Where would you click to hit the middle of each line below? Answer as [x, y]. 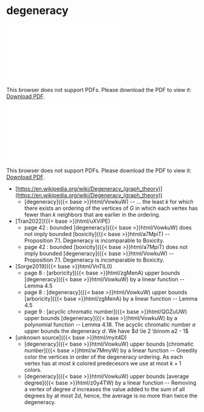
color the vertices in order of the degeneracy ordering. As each [104, 357]
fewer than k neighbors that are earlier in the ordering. [92, 214]
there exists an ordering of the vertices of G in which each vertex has [111, 208]
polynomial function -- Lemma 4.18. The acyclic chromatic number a [110, 324]
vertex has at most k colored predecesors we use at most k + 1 [103, 363]
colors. [33, 369]
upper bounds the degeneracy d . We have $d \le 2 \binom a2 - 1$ [106, 331]
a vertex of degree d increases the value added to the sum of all [104, 389]
